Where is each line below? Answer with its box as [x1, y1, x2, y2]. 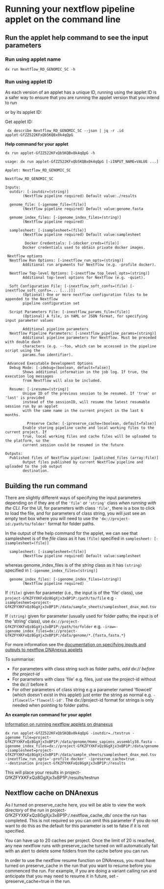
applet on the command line [5, 14, 121, 25]
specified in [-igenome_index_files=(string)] [5, 567, 98, 573]
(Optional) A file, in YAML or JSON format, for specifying [23, 314, 148, 319]
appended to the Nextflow [5, 297, 58, 302]
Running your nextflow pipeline [5, 3, 135, 15]
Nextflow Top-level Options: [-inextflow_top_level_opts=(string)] [9, 271, 150, 276]
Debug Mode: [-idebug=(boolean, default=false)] [9, 366, 111, 370]
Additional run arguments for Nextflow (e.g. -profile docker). [23, 262, 157, 267]
